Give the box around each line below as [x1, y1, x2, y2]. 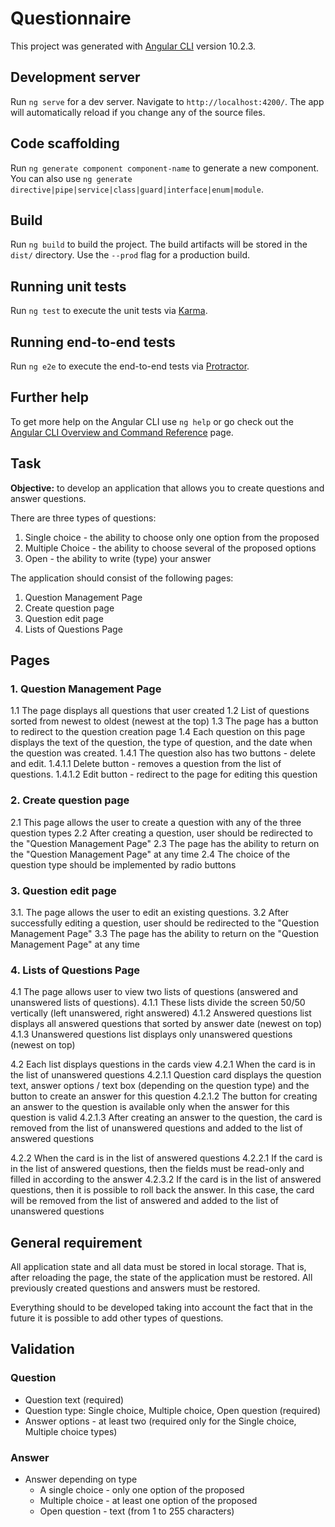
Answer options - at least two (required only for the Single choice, [24, 1415, 297, 1427]
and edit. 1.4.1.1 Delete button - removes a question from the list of [10, 758, 282, 770]
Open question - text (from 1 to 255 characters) [39, 1505, 235, 1517]
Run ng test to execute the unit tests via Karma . [10, 305, 208, 317]
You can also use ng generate [10, 172, 133, 184]
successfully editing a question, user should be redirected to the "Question [10, 917, 320, 929]
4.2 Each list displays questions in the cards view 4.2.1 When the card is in [10, 1058, 316, 1071]
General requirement [10, 1234, 143, 1251]
